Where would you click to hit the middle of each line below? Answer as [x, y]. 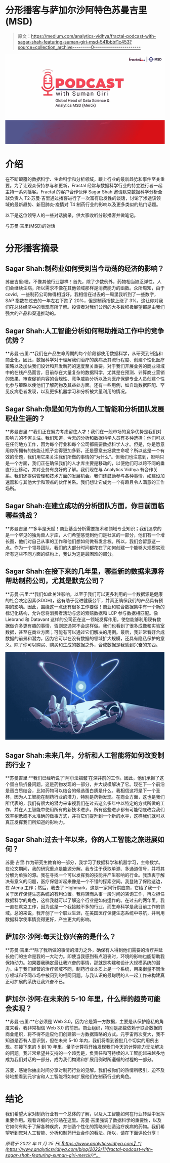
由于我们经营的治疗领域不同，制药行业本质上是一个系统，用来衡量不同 [87, 969]
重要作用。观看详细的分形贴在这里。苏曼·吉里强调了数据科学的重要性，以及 [83, 1120]
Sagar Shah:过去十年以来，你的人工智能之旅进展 [81, 840]
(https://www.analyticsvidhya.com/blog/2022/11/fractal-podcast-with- [79, 1149]
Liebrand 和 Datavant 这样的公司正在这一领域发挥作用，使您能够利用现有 [81, 619]
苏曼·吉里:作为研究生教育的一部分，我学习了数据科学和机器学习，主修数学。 [84, 862]
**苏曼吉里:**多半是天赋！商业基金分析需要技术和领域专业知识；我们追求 [81, 528]
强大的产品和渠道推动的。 [32, 313]
